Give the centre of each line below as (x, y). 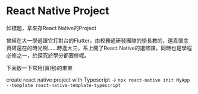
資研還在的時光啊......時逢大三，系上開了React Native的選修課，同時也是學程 (99, 48)
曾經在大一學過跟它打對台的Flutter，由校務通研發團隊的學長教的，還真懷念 (98, 40)
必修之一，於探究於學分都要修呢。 (48, 55)
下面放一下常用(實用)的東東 (40, 68)
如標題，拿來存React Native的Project (51, 28)
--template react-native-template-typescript (63, 85)
